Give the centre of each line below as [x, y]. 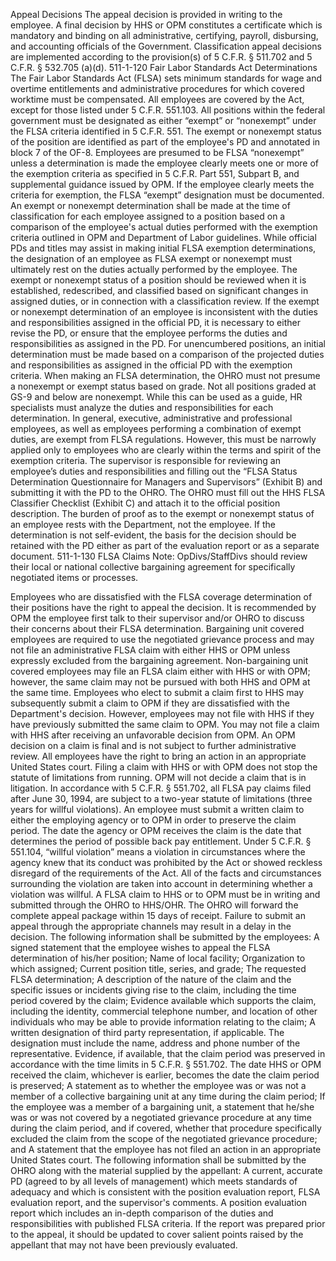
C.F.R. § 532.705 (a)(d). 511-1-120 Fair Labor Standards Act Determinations [164, 67]
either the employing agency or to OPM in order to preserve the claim [153, 820]
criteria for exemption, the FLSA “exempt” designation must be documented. [167, 195]
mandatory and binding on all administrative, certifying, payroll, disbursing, [164, 35]
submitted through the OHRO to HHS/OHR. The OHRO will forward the [154, 905]
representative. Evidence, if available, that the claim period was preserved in [168, 1053]
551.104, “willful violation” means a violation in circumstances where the [158, 852]
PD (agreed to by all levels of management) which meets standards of [154, 1181]
